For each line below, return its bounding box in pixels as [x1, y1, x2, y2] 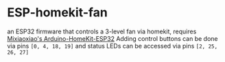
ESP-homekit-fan [7, 5, 108, 20]
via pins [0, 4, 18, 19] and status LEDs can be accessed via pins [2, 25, [7, 42, 218, 50]
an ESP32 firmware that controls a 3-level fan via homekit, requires [7, 27, 197, 35]
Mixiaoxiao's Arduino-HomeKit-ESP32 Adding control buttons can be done [7, 34, 218, 42]
